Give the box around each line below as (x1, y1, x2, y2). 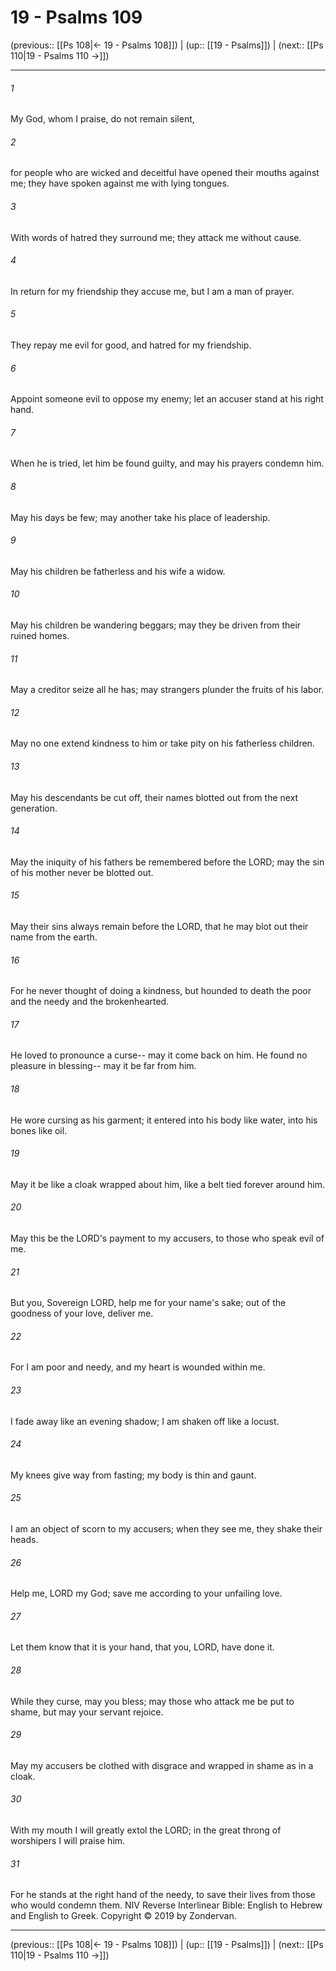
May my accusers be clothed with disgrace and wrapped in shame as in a (10, 1759, 314, 1771)
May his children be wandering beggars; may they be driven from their (10, 619, 302, 631)
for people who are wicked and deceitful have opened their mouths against (10, 167, 320, 179)
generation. (10, 802, 58, 814)
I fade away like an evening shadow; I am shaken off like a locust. (10, 1415, 280, 1427)
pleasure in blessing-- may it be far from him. (10, 1060, 197, 1072)
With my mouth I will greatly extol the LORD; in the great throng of (10, 1824, 282, 1836)
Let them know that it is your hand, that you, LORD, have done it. (10, 1641, 275, 1653)
